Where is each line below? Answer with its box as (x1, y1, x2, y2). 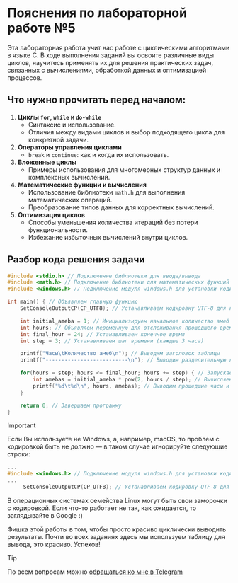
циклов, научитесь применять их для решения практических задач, (7, 58, 214, 67)
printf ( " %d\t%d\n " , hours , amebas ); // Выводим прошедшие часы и (33, 382, 230, 390)
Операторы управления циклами (17, 143, 122, 151)
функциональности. (28, 225, 89, 234)
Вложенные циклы (17, 158, 77, 166)
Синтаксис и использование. (28, 120, 116, 129)
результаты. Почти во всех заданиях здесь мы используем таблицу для (7, 532, 225, 541)
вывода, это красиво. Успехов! (7, 540, 101, 548)
